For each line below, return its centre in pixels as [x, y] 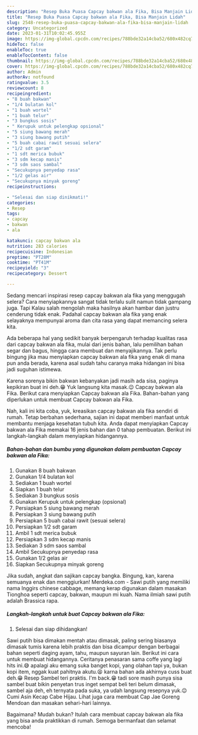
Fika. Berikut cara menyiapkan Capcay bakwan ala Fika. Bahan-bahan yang [98, 393]
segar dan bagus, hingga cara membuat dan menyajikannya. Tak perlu [92, 350]
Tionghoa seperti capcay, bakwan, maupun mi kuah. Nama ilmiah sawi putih [99, 594]
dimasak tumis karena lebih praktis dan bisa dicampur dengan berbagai [93, 646]
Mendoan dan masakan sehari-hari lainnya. [59, 703]
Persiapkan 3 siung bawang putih [56, 514]
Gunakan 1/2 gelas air [41, 558]
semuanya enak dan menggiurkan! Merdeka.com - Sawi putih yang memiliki [98, 582]
